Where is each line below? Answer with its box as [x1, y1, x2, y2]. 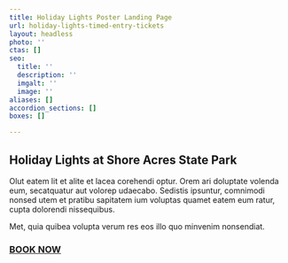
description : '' [17, 71, 77, 80]
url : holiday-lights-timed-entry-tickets [9, 21, 165, 30]
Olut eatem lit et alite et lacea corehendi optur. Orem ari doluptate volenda [9, 175, 279, 186]
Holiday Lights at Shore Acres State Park [9, 152, 237, 167]
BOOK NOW [9, 243, 62, 255]
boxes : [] [9, 112, 46, 120]
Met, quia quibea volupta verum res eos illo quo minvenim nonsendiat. [9, 220, 266, 231]
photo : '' [9, 37, 46, 47]
